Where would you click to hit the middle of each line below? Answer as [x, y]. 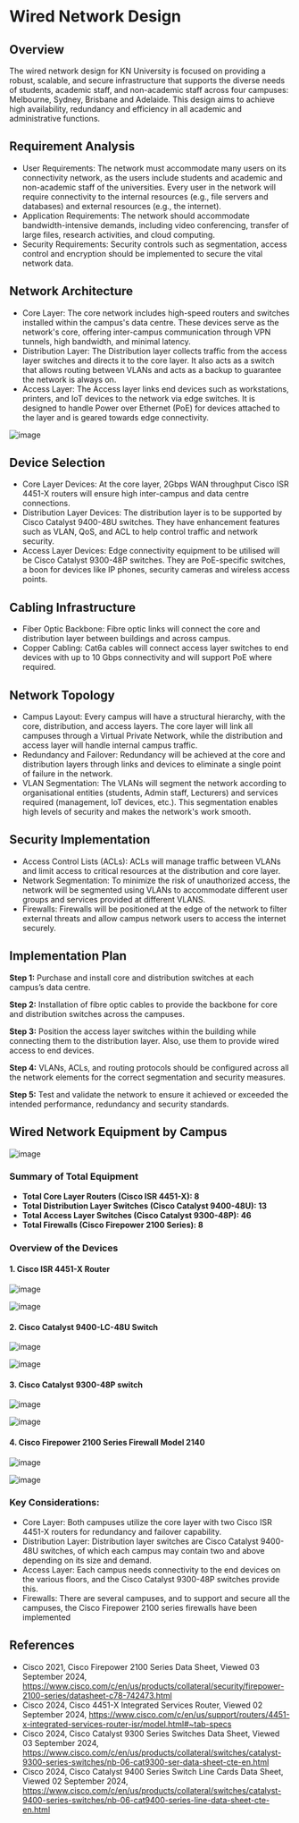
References [42, 1645]
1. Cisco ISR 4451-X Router [60, 1269]
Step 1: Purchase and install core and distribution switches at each [132, 978]
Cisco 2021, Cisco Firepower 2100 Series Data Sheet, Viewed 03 [141, 1666]
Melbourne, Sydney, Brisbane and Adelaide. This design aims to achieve [142, 99]
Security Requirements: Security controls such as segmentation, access [154, 244]
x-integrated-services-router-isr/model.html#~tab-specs [127, 1724]
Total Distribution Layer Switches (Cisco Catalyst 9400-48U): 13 [145, 1206]
